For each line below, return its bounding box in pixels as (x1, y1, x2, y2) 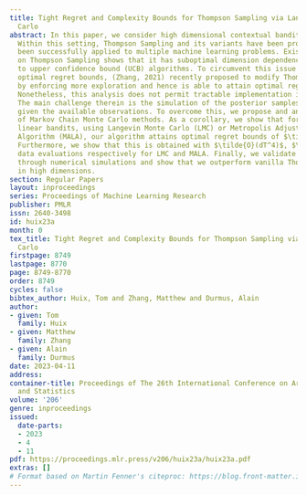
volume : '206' (9, 395, 64, 405)
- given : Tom (9, 311, 59, 320)
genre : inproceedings (9, 404, 92, 414)
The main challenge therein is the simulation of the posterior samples (17, 98, 301, 108)
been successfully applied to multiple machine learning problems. (17, 47, 281, 57)
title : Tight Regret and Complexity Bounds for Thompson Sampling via (9, 13, 284, 23)
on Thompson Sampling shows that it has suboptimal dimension (17, 56, 259, 65)
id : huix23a (9, 216, 55, 226)
